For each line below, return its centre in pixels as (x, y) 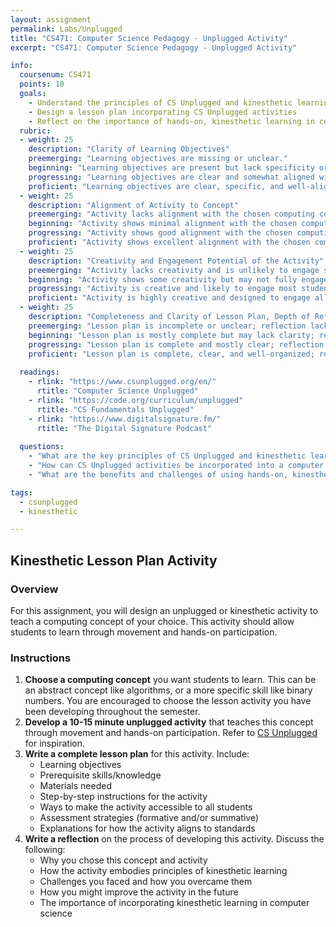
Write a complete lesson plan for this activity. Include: (137, 754)
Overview (34, 589)
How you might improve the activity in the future (139, 892)
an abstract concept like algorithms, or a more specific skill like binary (168, 690)
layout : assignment (51, 19)
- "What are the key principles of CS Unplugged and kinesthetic (167, 456)
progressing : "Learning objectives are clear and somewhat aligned (171, 177)
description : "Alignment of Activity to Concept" (134, 205)
